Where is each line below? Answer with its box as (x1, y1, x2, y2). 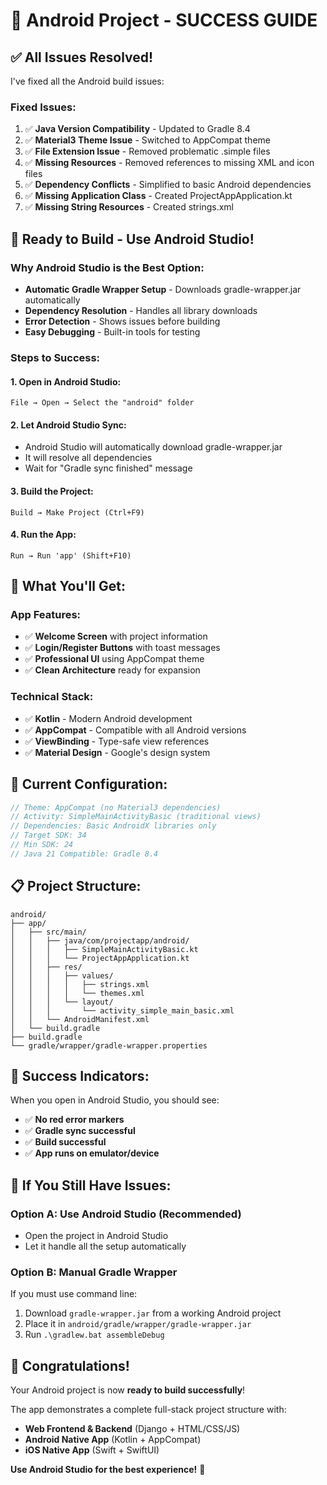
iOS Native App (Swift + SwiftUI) (24, 1444, 160, 1456)
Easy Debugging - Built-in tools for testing (24, 325, 201, 338)
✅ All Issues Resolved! (10, 49, 154, 66)
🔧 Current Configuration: (10, 776, 168, 793)
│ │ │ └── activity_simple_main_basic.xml (10, 1005, 235, 1016)
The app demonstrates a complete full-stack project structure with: (10, 1404, 287, 1416)
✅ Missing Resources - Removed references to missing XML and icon (24, 157, 315, 169)
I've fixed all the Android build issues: (10, 75, 165, 87)
